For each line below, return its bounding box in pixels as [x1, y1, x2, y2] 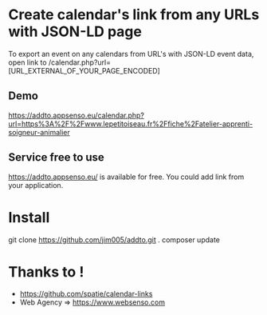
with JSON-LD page [8, 22, 142, 41]
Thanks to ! [8, 262, 84, 281]
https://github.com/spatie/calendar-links [19, 289, 153, 299]
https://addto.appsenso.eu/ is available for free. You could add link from [8, 172, 245, 181]
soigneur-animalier [8, 127, 70, 137]
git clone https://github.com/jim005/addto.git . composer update [8, 234, 221, 245]
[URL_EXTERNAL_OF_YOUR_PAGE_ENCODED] [8, 66, 161, 75]
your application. [8, 180, 64, 189]
